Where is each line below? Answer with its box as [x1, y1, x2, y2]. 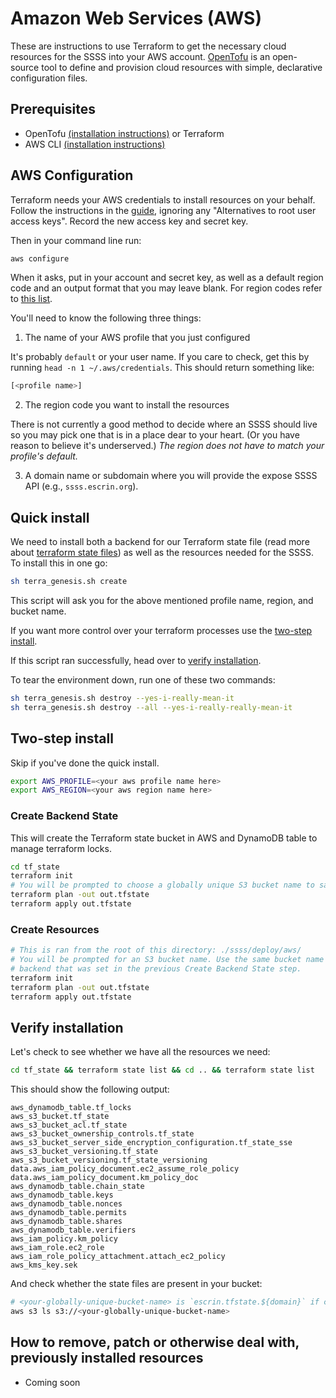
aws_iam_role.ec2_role [10, 1243, 105, 1253]
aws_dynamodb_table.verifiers [10, 1225, 137, 1236]
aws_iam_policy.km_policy [10, 1234, 118, 1244]
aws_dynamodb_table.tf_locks [10, 1103, 132, 1113]
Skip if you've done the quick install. [10, 757, 160, 769]
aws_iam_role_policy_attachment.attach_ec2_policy [10, 1252, 226, 1262]
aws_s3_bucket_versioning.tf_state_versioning [10, 1155, 208, 1166]
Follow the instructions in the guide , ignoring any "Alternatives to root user [10, 204, 317, 216]
